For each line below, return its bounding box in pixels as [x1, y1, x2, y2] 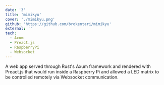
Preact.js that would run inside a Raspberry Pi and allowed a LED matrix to [5, 68, 159, 74]
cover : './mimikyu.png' [5, 17, 56, 22]
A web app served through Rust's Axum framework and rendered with [5, 63, 151, 69]
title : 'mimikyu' [5, 12, 42, 17]
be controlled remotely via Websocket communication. [5, 74, 119, 80]
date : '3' [5, 7, 26, 13]
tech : [5, 31, 17, 36]
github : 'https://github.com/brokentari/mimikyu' [5, 21, 112, 27]
